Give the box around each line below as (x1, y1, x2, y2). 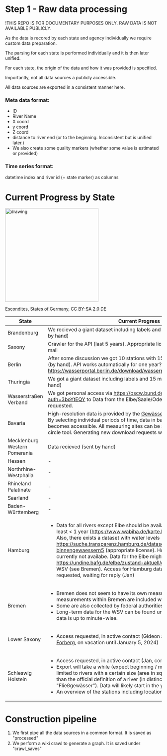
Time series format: (5, 163, 54, 170)
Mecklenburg (7, 437, 39, 444)
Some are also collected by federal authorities (56, 602, 164, 609)
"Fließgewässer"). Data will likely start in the (56, 682, 160, 689)
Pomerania (7, 450, 33, 457)
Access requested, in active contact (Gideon (56, 633, 161, 640)
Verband (7, 399, 28, 406)
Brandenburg (7, 329, 39, 336)
